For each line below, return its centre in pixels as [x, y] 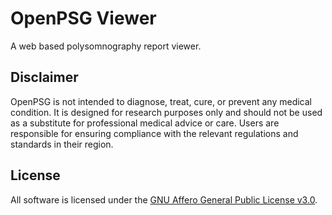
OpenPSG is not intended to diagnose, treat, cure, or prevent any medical [161, 101]
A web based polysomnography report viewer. [106, 46]
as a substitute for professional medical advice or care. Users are [145, 123]
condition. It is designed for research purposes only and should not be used [166, 112]
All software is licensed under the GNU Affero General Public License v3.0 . [164, 199]
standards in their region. [62, 144]
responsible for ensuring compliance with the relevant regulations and [154, 133]
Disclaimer [44, 77]
